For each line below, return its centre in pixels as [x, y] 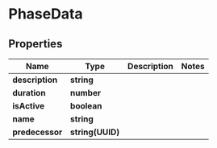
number [86, 93]
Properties [35, 44]
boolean [86, 106]
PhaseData [46, 14]
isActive [29, 106]
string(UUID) [95, 132]
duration [29, 93]
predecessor [38, 132]
